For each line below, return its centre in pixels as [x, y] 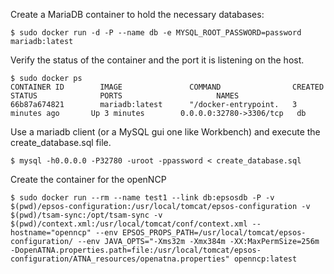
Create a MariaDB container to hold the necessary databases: [137, 14]
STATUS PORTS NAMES [125, 96]
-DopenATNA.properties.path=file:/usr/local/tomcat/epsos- [136, 250]
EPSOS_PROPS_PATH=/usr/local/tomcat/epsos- [214, 233]
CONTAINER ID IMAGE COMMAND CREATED [167, 87]
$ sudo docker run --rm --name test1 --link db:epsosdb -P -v [142, 198]
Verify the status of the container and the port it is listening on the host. [157, 60]
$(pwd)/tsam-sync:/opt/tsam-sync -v [86, 215]
